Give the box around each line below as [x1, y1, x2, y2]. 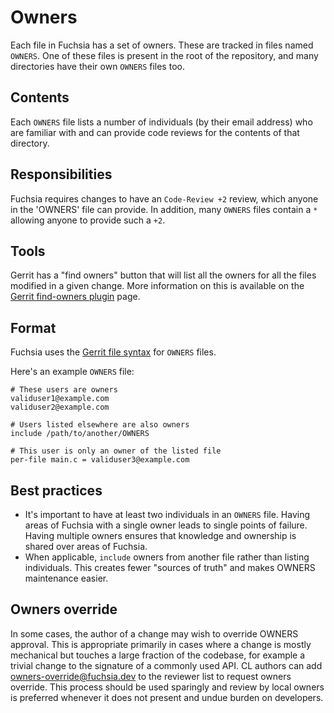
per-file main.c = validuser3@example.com [10, 455, 190, 465]
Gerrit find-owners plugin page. [10, 291, 141, 303]
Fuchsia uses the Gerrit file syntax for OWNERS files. [10, 346, 217, 358]
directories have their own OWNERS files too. [10, 60, 185, 72]
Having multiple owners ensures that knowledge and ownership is [24, 530, 297, 541]
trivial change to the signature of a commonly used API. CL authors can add [10, 659, 323, 671]
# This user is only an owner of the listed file [10, 446, 222, 456]
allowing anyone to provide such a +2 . [10, 214, 166, 226]
